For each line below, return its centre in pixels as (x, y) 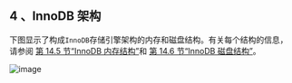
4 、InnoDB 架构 (55, 16)
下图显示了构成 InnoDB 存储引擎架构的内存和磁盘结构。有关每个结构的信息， (149, 40)
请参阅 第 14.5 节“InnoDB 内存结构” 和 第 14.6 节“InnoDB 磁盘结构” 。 (135, 51)
